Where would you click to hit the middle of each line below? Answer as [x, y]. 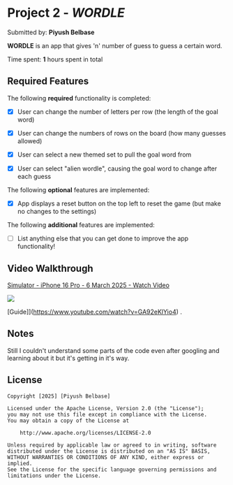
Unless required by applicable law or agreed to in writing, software [112, 445]
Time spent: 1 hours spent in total [55, 59]
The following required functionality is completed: [79, 98]
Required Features [48, 81]
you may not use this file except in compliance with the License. [107, 414]
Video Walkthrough [50, 268]
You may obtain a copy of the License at [68, 421]
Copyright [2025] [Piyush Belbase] [59, 396]
